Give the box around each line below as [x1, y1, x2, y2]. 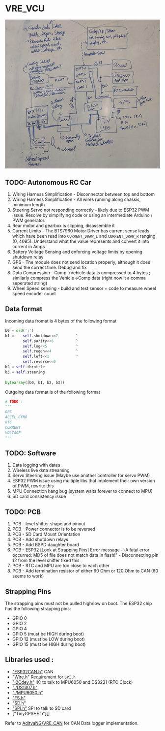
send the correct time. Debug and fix [12, 264, 87, 271]
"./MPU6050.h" [12, 690, 43, 696]
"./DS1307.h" [12, 684, 38, 690]
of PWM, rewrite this [12, 483, 54, 489]
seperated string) [12, 280, 48, 286]
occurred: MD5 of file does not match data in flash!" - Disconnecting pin [12, 552, 159, 558]
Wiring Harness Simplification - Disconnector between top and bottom [12, 191, 155, 197]
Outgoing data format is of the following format [5, 389, 101, 395]
